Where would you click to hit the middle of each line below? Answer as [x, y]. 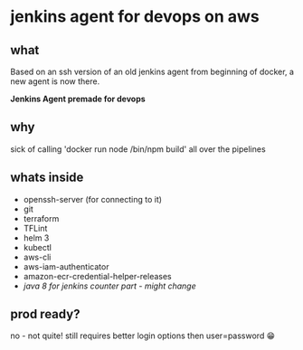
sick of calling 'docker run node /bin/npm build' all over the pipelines [138, 149]
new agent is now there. [55, 81]
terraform [41, 218]
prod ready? [45, 314]
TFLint [35, 228]
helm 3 [36, 238]
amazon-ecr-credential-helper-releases [98, 276]
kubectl [38, 247]
